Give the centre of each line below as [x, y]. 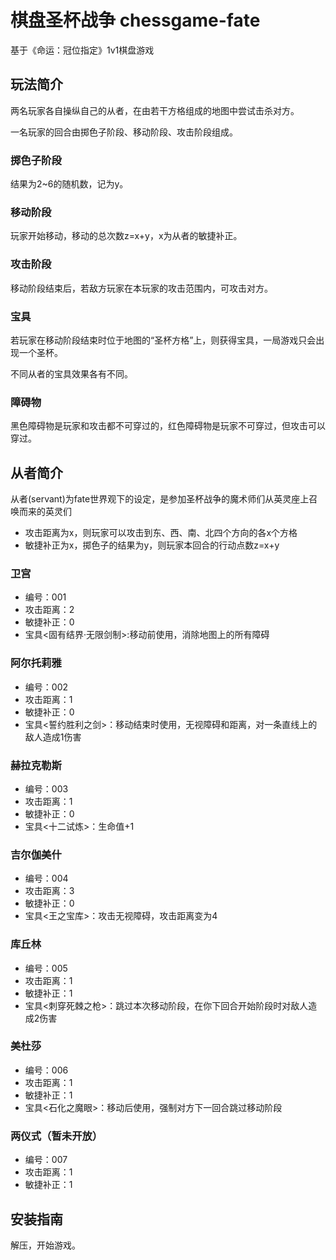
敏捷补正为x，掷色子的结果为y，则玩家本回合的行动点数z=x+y [152, 545]
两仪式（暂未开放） [56, 1136]
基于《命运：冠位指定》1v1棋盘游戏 [82, 50]
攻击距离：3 [49, 891]
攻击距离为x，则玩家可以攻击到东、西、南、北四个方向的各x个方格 [161, 533]
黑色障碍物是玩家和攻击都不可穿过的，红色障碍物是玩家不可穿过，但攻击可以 [168, 426]
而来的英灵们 [45, 512]
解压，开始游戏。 [45, 1245]
